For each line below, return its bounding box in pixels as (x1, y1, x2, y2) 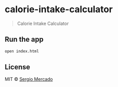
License (5, 63, 30, 72)
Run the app (5, 35, 44, 44)
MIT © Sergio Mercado (5, 76, 53, 82)
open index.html (5, 48, 39, 54)
